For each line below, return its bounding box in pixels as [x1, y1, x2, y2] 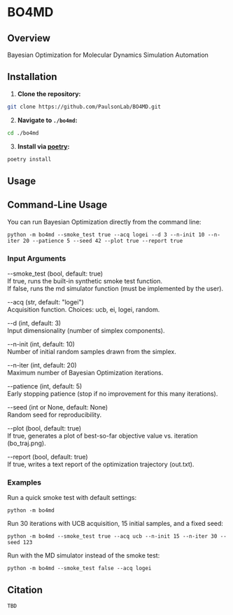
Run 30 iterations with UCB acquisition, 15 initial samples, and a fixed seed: [7, 520, 224, 528]
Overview [7, 32, 51, 44]
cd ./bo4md [7, 129, 39, 137]
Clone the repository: [17, 89, 81, 98]
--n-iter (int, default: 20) [7, 360, 77, 369]
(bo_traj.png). [7, 439, 47, 447]
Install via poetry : [17, 142, 70, 151]
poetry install [7, 156, 52, 163]
